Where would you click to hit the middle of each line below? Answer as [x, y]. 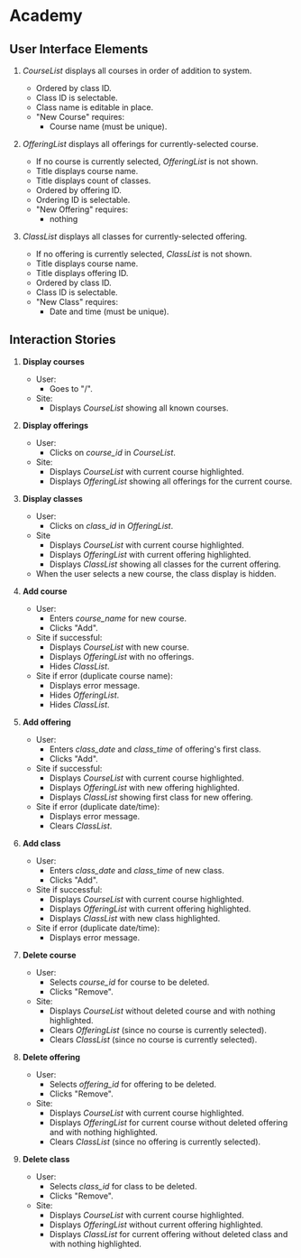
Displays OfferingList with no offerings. [122, 656]
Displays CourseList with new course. [119, 647]
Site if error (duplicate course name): [104, 675]
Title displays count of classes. [93, 180]
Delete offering [51, 1057]
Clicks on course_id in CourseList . [112, 452]
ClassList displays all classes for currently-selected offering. [135, 236]
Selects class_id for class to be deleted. [123, 1186]
